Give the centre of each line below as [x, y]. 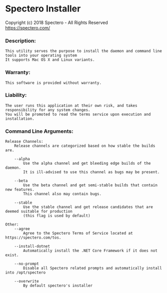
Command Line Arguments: [39, 131]
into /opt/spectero [25, 273]
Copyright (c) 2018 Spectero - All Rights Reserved [57, 22]
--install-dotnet [32, 247]
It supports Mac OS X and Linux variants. [50, 60]
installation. [20, 119]
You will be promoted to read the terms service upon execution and [78, 114]
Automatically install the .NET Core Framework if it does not [90, 251]
